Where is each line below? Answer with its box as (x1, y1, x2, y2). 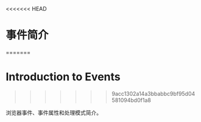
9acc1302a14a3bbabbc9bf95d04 (111, 90, 196, 97)
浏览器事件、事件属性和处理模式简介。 (5, 109, 102, 116)
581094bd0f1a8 (111, 97, 152, 104)
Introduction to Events (5, 70, 121, 84)
